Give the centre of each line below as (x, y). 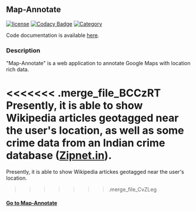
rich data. (18, 69)
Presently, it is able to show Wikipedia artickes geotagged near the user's (95, 172)
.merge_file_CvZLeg (133, 190)
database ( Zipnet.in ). (59, 156)
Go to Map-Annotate (32, 203)
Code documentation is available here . (53, 35)
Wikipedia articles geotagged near (92, 118)
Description (23, 51)
